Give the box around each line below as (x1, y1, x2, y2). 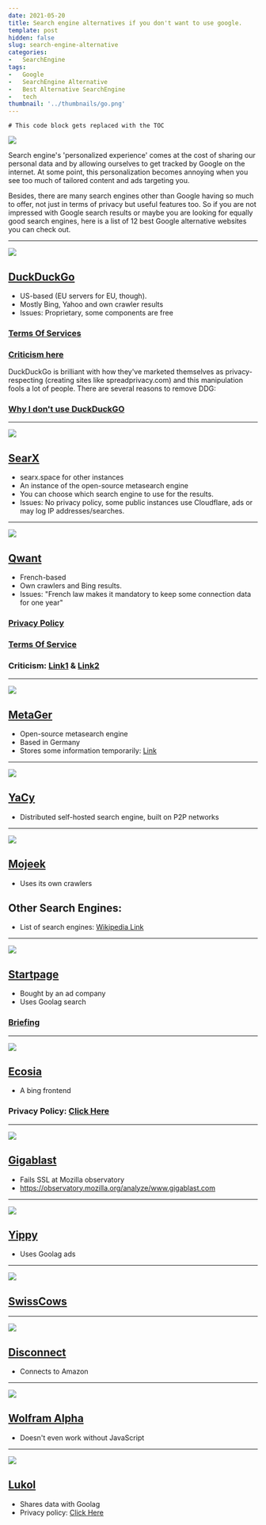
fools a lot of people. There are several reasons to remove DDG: (8, 384, 216, 393)
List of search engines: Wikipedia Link (19, 923, 144, 932)
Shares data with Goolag (19, 1499, 101, 1508)
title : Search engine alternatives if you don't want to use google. (8, 19, 243, 27)
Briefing (8, 1017, 40, 1028)
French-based (19, 572, 66, 583)
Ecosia (8, 1064, 42, 1078)
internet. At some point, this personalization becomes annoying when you (8, 167, 249, 177)
